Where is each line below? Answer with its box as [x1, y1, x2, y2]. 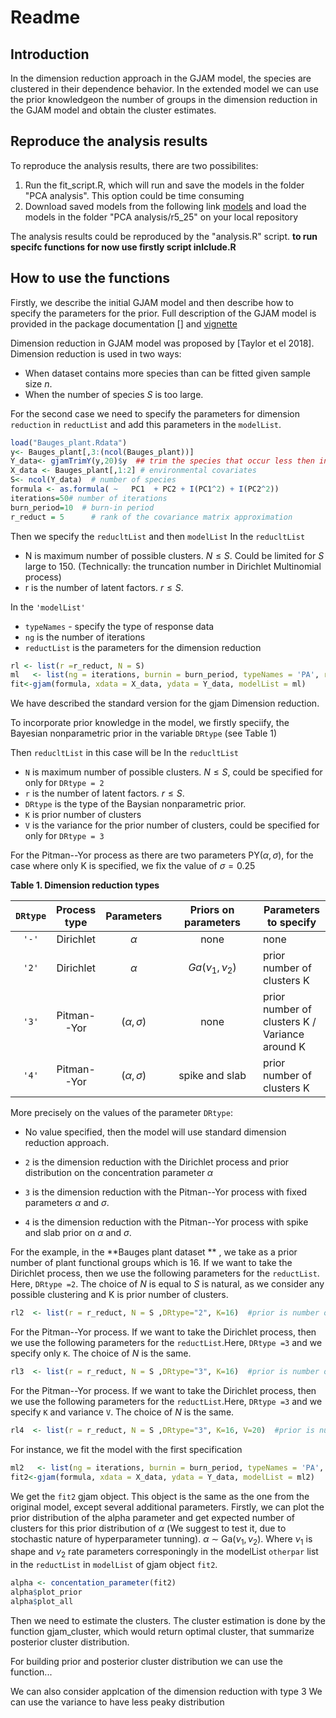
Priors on [189, 903, 235, 917]
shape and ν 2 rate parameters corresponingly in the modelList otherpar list [10, 1546, 319, 1560]
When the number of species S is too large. [24, 388, 204, 400]
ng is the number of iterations [24, 631, 146, 643]
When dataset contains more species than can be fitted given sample [24, 367, 311, 379]
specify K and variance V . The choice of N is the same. [10, 1406, 235, 1418]
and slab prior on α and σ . [24, 1227, 132, 1239]
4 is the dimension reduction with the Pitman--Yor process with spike [24, 1216, 309, 1228]
